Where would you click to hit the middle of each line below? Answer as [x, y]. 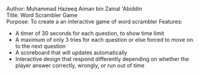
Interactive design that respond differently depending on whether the [102, 59]
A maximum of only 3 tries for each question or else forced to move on [104, 40]
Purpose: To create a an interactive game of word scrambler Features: [95, 21]
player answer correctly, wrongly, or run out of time [80, 65]
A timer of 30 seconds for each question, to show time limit [90, 33]
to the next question [40, 46]
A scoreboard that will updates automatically [71, 53]
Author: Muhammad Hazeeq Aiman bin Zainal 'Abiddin [74, 9]
